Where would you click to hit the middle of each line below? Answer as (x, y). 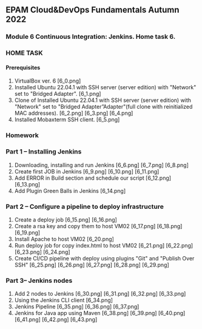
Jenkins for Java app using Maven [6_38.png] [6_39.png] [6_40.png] (100, 313)
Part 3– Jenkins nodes (39, 280)
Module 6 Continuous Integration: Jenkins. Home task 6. (91, 37)
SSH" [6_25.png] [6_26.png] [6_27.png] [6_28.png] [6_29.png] (92, 265)
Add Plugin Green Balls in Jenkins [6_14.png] (70, 191)
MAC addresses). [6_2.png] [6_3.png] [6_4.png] (74, 113)
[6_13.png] (27, 184)
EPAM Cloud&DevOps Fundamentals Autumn (93, 10)
